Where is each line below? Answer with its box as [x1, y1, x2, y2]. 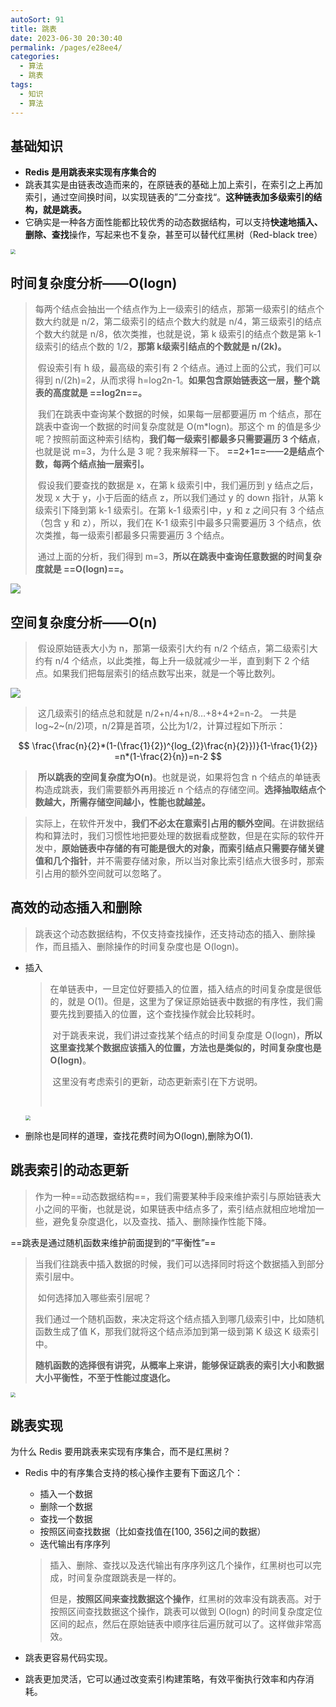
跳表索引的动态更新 [10, 1162, 129, 1179]
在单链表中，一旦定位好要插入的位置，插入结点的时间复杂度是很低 [49, 982, 322, 995]
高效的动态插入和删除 [10, 899, 142, 916]
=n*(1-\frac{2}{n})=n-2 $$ [113, 750, 223, 762]
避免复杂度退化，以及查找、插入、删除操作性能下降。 [52, 1215, 272, 1227]
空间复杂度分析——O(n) [10, 614, 158, 631]
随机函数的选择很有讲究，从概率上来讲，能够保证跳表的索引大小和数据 [34, 1359, 325, 1371]
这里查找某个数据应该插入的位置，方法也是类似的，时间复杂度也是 [49, 1041, 322, 1053]
